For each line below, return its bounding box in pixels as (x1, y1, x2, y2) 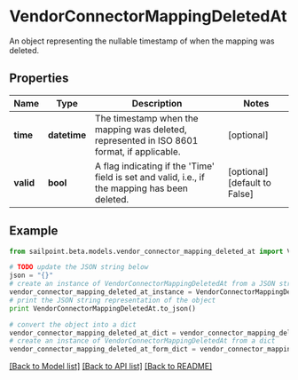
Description (131, 97, 183, 109)
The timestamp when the (94, 112, 199, 124)
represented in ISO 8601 (94, 134, 199, 146)
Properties (9, 71, 69, 86)
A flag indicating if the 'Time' (94, 160, 216, 172)
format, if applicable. (94, 145, 181, 157)
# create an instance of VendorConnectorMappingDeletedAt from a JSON (9, 280, 276, 289)
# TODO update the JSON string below (9, 263, 149, 272)
